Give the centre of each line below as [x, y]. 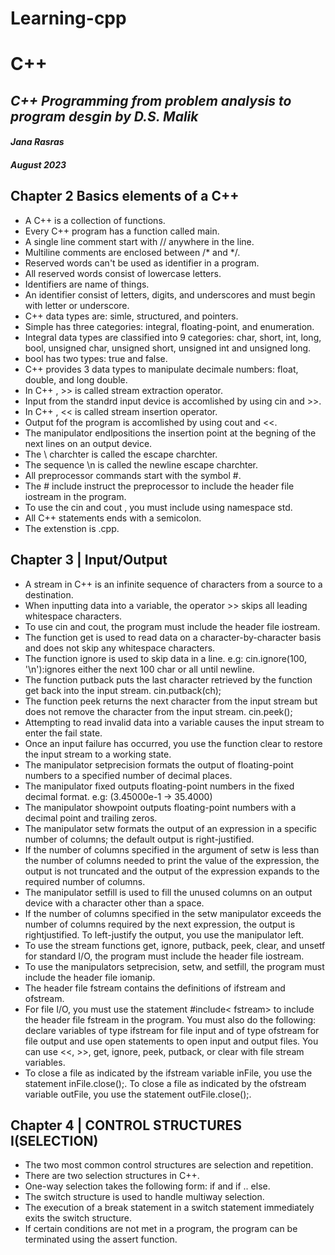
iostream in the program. [75, 496]
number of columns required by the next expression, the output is [160, 924]
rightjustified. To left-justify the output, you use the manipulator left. [164, 934]
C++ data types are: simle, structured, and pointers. [131, 316]
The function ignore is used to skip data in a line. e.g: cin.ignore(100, [165, 658]
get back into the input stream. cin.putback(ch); [123, 690]
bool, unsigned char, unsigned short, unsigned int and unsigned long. [168, 348]
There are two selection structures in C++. [112, 1176]
